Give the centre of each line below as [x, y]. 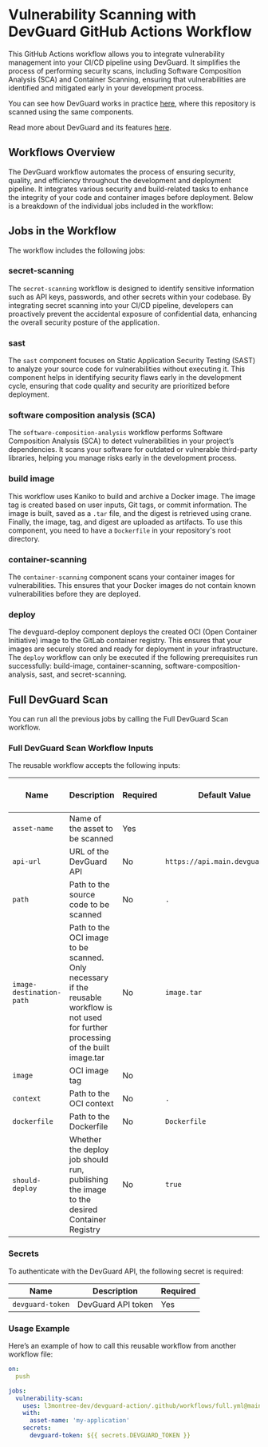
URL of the [89, 852]
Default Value [225, 795]
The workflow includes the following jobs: [77, 250]
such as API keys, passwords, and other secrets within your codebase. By [130, 297]
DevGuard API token [115, 1304]
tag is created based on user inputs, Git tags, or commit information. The [128, 505]
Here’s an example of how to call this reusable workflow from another [122, 1346]
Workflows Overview [62, 152]
